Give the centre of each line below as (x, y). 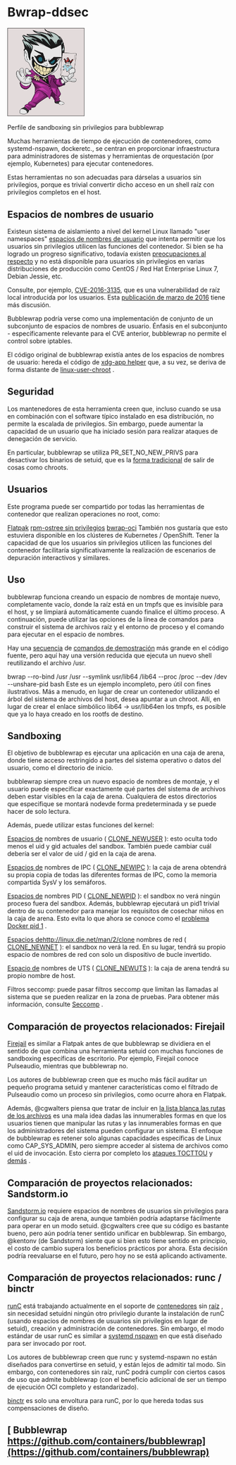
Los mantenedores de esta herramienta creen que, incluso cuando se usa (114, 409)
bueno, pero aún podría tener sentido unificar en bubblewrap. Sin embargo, (117, 1233)
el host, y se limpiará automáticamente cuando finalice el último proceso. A (116, 612)
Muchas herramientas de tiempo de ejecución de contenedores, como (109, 141)
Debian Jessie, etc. (35, 276)
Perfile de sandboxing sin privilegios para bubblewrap (86, 128)
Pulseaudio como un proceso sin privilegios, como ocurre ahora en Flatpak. (117, 1095)
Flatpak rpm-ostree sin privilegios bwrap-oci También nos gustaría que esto (118, 527)
